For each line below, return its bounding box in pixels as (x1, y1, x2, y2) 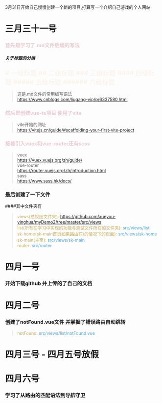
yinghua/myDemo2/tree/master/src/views (17, 219, 102, 225)
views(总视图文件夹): (17, 213, 60, 219)
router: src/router (17, 242, 52, 249)
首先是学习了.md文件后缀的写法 (5, 42, 80, 49)
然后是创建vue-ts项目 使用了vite (5, 110, 82, 116)
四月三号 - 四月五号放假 (5, 349, 99, 360)
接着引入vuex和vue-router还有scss (5, 140, 90, 147)
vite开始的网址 (17, 122, 46, 127)
